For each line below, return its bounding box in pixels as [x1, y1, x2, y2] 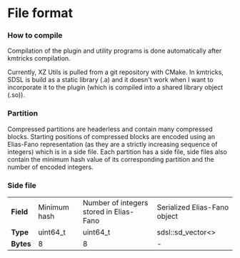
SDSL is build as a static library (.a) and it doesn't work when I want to [7, 76, 214, 84]
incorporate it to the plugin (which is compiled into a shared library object [7, 83, 224, 92]
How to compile [7, 31, 63, 41]
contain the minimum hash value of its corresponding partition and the [7, 155, 214, 163]
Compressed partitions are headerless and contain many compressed [7, 125, 213, 133]
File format [7, 5, 74, 21]
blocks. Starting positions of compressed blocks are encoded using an [7, 132, 216, 140]
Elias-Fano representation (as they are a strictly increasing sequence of [7, 140, 218, 148]
